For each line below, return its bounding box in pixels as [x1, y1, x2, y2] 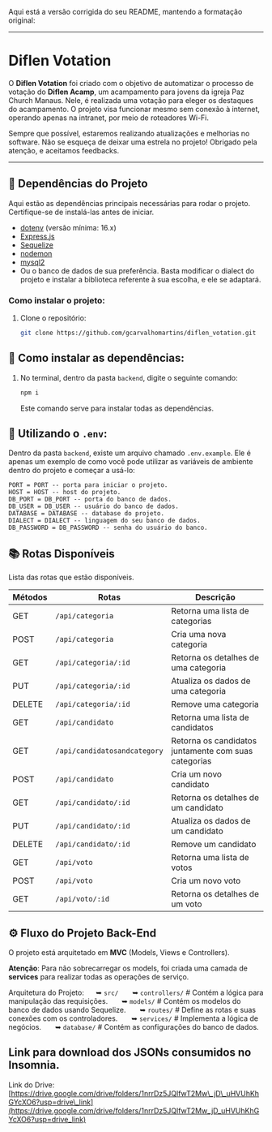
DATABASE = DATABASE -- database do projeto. [8, 510, 164, 518]
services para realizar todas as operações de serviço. [8, 972, 189, 982]
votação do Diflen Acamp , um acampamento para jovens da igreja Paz [8, 87, 245, 97]
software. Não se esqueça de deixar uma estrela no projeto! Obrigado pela [8, 137, 257, 147]
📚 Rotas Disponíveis [8, 547, 115, 561]
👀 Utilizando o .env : [8, 427, 108, 441]
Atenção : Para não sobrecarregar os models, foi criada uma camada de [8, 963, 249, 973]
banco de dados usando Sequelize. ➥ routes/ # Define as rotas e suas [8, 1005, 257, 1015]
